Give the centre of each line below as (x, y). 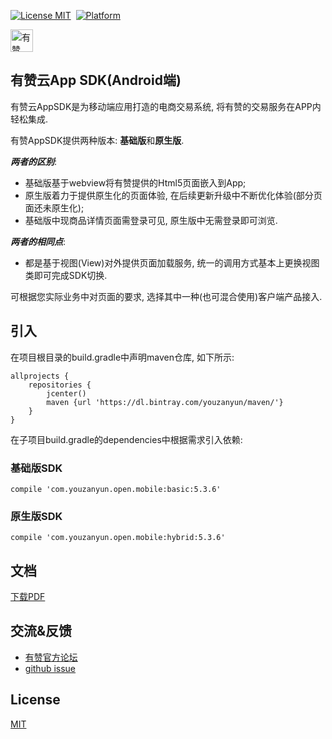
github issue (50, 668)
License (35, 700)
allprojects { (40, 376)
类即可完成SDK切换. (66, 275)
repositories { (60, 385)
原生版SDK (36, 516)
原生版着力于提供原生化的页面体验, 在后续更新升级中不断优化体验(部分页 (173, 195)
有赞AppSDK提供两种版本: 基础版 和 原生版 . (97, 140)
